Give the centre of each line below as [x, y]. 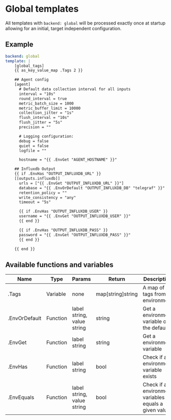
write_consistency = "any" [47, 197]
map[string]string [117, 294]
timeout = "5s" [35, 202]
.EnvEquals [21, 398]
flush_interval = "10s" [44, 118]
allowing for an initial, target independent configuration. [63, 28]
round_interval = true [43, 98]
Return [117, 279]
